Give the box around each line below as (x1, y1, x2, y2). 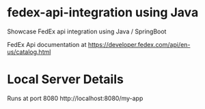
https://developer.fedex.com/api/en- (87, 40, 191, 48)
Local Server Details (7, 72, 124, 87)
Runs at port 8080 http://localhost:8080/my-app (7, 94, 143, 102)
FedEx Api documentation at (7, 40, 87, 48)
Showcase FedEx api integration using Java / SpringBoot (7, 27, 167, 35)
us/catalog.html (7, 48, 51, 56)
